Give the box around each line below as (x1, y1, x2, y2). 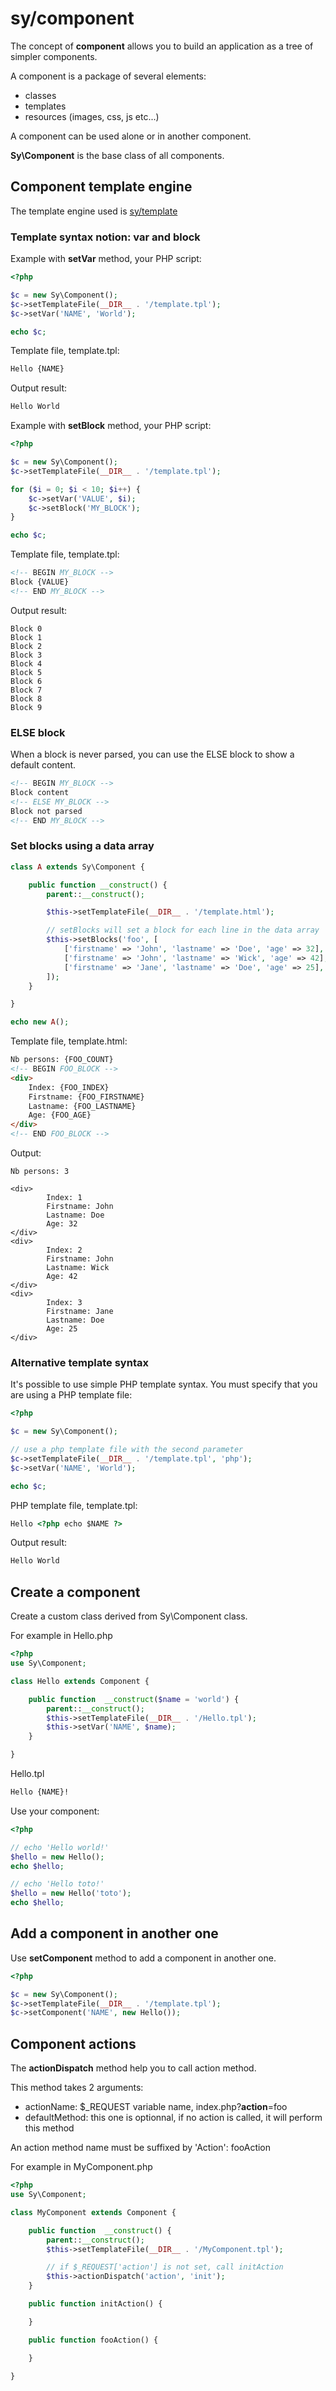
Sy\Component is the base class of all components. (10, 149, 225, 161)
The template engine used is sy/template (10, 205, 178, 217)
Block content (10, 787, 70, 797)
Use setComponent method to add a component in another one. (10, 1952, 277, 1964)
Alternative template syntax (10, 1355, 149, 1369)
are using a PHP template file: (10, 1389, 133, 1401)
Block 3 (10, 650, 43, 660)
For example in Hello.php (10, 1630, 113, 1642)
